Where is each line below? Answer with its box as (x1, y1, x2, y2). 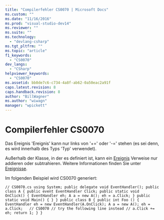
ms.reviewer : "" (5, 26, 38, 30)
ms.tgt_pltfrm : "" (5, 44, 43, 49)
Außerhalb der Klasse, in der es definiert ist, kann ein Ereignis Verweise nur (5, 155, 158, 161)
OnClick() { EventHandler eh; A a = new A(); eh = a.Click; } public (5, 193, 151, 198)
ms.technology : (5, 35, 36, 40)
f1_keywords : (5, 53, 32, 58)
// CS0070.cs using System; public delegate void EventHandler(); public (5, 185, 160, 190)
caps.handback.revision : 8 (5, 89, 60, 94)
